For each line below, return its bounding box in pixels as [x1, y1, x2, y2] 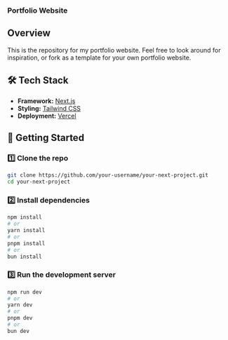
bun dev [7, 327, 30, 334]
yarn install [7, 227, 46, 234]
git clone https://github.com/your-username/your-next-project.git [7, 172, 209, 179]
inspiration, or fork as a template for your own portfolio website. [7, 53, 192, 62]
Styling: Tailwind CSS [17, 104, 81, 112]
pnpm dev [7, 315, 33, 322]
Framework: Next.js [17, 97, 76, 105]
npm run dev [7, 288, 42, 296]
